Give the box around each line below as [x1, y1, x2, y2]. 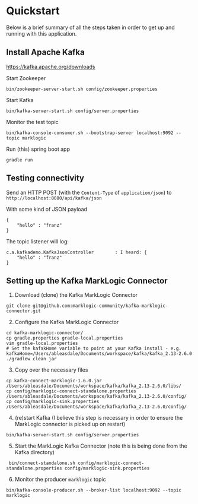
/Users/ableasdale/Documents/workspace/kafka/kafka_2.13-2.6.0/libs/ [6, 383, 182, 389]
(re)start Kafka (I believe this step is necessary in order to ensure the [14, 414, 183, 421]
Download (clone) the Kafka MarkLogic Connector [14, 291, 138, 299]
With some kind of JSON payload [6, 205, 88, 213]
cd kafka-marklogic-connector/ [6, 330, 84, 336]
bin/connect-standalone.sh [8, 460, 76, 467]
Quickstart [6, 4, 60, 18]
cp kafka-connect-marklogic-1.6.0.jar [6, 378, 102, 384]
